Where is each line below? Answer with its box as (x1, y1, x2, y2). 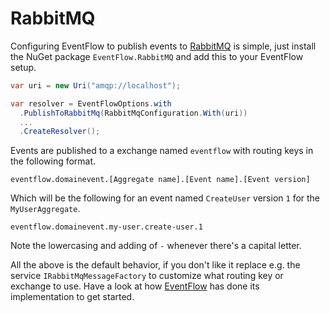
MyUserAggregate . (10, 203, 81, 215)
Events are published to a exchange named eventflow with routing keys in (10, 145, 314, 157)
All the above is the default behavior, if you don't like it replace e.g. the (10, 259, 301, 271)
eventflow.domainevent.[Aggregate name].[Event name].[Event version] (10, 175, 311, 185)
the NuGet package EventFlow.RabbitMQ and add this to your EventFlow (10, 50, 304, 62)
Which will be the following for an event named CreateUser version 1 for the (10, 192, 321, 204)
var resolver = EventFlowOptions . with (10, 98, 172, 109)
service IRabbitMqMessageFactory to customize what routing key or (10, 270, 284, 282)
